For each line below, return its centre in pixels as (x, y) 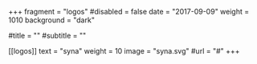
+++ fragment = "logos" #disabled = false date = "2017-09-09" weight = (129, 12)
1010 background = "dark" (51, 20)
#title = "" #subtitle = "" (47, 36)
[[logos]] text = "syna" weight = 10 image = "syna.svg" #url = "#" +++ (124, 51)
